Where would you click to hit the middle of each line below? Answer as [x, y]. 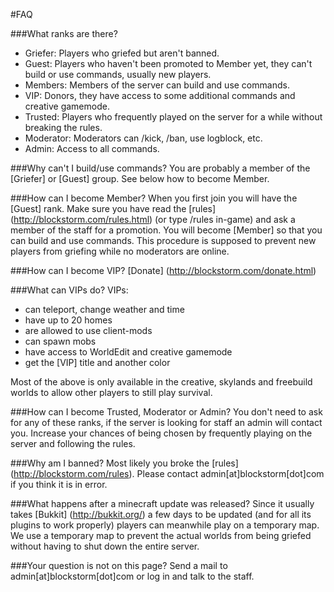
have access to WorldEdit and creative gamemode [128, 352]
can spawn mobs [60, 341]
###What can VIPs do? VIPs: [69, 290]
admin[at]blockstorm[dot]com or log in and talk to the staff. [132, 576]
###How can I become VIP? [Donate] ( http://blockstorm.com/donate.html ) [163, 270]
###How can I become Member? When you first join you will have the [154, 198]
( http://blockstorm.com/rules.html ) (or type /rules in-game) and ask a [153, 219]
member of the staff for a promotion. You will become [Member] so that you [166, 230]
